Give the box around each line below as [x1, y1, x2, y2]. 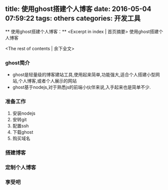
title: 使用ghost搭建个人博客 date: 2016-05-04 [5, 5, 151, 14]
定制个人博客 [5, 164, 37, 171]
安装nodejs [12, 110, 36, 117]
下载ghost [12, 129, 34, 135]
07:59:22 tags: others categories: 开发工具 [5, 14, 141, 23]
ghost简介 [5, 59, 30, 66]
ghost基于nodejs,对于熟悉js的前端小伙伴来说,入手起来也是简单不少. [12, 84, 151, 90]
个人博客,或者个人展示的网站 [18, 78, 77, 84]
